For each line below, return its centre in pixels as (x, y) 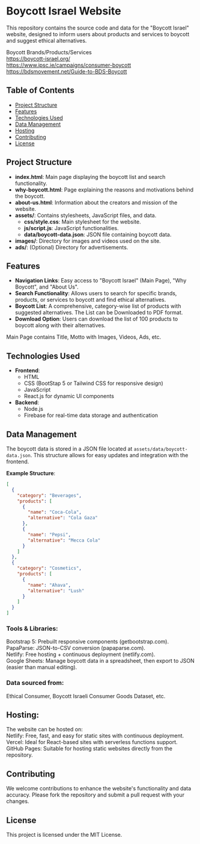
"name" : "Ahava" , (49, 585)
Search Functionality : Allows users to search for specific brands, (96, 293)
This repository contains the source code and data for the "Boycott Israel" (98, 28)
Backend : (27, 402)
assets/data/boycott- (161, 449)
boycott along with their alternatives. (60, 325)
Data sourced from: (35, 683)
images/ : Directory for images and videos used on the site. (88, 241)
